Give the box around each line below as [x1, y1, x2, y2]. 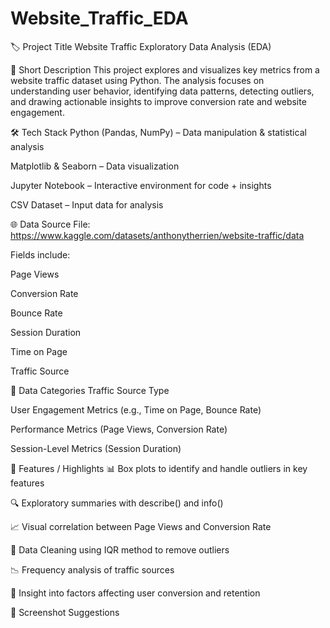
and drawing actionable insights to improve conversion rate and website [10, 95, 307, 107]
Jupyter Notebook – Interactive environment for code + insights [10, 179, 272, 191]
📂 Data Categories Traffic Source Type [10, 384, 170, 396]
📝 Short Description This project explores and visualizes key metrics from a [10, 63, 320, 76]
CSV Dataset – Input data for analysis [10, 198, 164, 211]
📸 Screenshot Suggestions [10, 606, 120, 618]
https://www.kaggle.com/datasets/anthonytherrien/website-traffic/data [10, 229, 305, 241]
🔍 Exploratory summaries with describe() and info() [10, 497, 224, 509]
